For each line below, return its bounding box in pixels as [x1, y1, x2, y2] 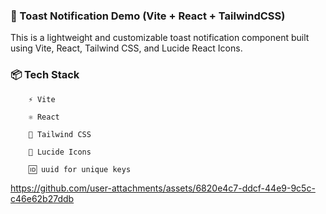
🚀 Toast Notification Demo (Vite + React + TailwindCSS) [10, 9, 286, 23]
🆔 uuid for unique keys [28, 164, 132, 174]
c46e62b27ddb [10, 192, 75, 204]
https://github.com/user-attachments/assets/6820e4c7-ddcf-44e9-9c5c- [10, 182, 316, 194]
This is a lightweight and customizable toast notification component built [10, 32, 310, 44]
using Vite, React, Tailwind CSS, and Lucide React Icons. [10, 42, 243, 54]
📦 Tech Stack [10, 68, 80, 82]
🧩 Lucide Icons [28, 147, 92, 157]
